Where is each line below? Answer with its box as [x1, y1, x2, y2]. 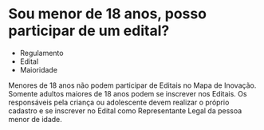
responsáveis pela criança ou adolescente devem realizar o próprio [8, 97, 230, 107]
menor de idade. [8, 114, 62, 124]
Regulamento [19, 48, 64, 57]
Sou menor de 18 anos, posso [8, 5, 207, 23]
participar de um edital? [8, 22, 170, 40]
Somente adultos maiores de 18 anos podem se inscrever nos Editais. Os [8, 89, 247, 98]
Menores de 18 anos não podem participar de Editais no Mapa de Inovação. [8, 81, 257, 90]
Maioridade [19, 65, 58, 74]
